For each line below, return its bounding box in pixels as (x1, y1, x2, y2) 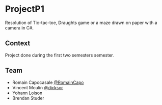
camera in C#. (5, 25, 34, 30)
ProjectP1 (5, 3, 45, 15)
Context (5, 39, 30, 48)
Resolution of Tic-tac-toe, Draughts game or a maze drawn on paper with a (5, 20, 158, 26)
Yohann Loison (12, 90, 43, 96)
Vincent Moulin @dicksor (12, 84, 63, 90)
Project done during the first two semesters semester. (5, 52, 114, 58)
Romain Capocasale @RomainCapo (12, 79, 84, 85)
